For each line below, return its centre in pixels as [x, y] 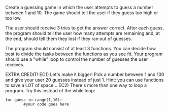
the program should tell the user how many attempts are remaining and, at [83, 33]
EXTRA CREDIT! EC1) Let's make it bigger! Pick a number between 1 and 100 [85, 74]
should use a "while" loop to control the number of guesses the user [77, 59]
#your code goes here [46, 104]
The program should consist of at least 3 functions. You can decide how [81, 48]
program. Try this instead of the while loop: [50, 90]
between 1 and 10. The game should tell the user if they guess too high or [82, 13]
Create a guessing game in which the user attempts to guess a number [79, 7]
